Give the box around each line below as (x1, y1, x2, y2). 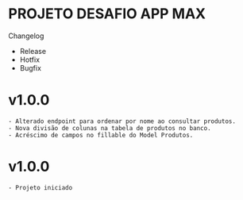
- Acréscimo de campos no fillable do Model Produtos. (8, 131, 194, 139)
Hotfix (19, 55, 40, 64)
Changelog (8, 31, 44, 40)
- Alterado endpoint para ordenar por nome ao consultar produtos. (8, 117, 237, 125)
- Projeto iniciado (8, 183, 73, 191)
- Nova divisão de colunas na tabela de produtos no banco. (8, 124, 212, 132)
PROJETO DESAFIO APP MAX (8, 5, 206, 23)
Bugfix (19, 63, 42, 72)
